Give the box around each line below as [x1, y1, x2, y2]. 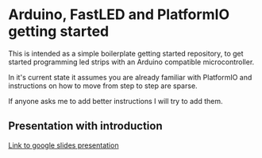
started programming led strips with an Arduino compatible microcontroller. [8, 57, 255, 67]
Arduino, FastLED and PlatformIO [8, 6, 230, 24]
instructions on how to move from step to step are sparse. [8, 81, 198, 91]
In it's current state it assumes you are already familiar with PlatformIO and [8, 72, 252, 82]
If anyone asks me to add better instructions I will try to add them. [8, 96, 223, 106]
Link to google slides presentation [8, 141, 119, 150]
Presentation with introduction [8, 119, 163, 133]
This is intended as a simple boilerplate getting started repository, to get [8, 48, 244, 58]
